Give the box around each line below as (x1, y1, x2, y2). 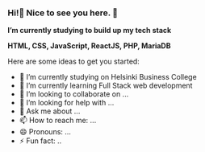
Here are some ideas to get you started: (7, 56, 140, 67)
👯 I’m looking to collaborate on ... (19, 89, 129, 99)
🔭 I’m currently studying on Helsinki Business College (19, 72, 197, 82)
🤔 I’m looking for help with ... (19, 98, 115, 108)
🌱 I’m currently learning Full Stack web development (19, 80, 193, 91)
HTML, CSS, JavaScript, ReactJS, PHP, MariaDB (7, 41, 171, 51)
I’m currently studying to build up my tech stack (7, 26, 172, 35)
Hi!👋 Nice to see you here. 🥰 (7, 7, 119, 18)
